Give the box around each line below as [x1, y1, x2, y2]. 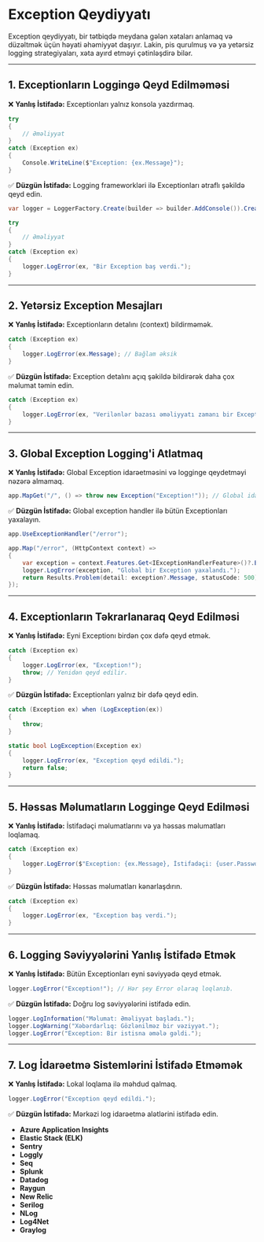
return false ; [22, 764, 68, 772]
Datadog [19, 1175, 49, 1185]
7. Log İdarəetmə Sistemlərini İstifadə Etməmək [8, 1058, 244, 1071]
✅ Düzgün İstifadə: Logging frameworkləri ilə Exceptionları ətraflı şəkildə [8, 180, 245, 190]
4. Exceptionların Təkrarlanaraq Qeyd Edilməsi [8, 610, 240, 623]
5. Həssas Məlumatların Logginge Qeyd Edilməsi [8, 800, 250, 813]
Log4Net [19, 1217, 49, 1226]
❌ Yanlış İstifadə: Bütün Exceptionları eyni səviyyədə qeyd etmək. [8, 969, 222, 978]
